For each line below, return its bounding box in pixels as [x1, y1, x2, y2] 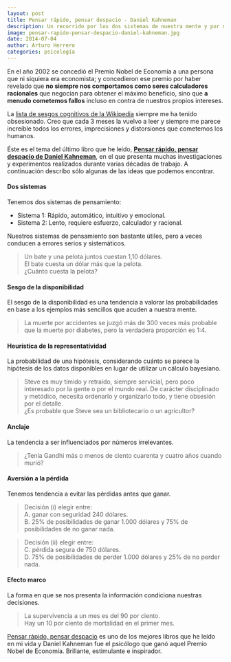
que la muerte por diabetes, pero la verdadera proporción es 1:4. [23, 326, 207, 334]
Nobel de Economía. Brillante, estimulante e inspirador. [7, 647, 162, 655]
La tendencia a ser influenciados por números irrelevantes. [7, 438, 174, 446]
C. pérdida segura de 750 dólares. [23, 545, 121, 553]
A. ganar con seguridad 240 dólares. [23, 510, 129, 518]
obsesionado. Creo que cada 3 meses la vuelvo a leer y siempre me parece [7, 117, 221, 125]
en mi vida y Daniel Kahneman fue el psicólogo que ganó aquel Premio [7, 640, 208, 648]
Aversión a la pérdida [7, 474, 69, 483]
